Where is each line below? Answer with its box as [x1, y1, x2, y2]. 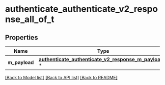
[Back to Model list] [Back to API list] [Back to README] [5, 75, 118, 80]
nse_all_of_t [5, 14, 55, 25]
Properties [5, 33, 38, 42]
